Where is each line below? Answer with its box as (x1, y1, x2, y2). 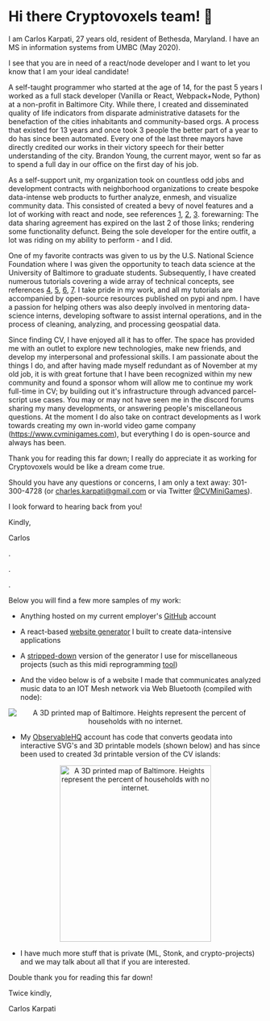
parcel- (232, 386, 257, 396)
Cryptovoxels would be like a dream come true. (8, 461, 165, 471)
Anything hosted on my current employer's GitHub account (19, 611, 217, 620)
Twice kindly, (8, 988, 52, 998)
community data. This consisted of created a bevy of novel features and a (8, 201, 254, 210)
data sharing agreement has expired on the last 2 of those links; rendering (8, 218, 255, 227)
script (8, 394, 28, 404)
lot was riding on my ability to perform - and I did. (8, 235, 173, 244)
